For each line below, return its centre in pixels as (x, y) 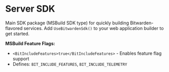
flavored (14, 28)
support (21, 58)
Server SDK (30, 9)
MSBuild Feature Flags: (30, 43)
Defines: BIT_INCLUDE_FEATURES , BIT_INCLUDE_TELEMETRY (70, 64)
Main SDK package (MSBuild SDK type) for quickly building (67, 23)
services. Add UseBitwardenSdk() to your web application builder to (94, 28)
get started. (17, 33)
